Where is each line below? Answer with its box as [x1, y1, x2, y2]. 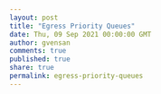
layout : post [9, 13, 59, 22]
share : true [9, 64, 54, 73]
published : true [9, 55, 71, 64]
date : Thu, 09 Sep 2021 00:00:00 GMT [9, 30, 152, 38]
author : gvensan [9, 38, 71, 47]
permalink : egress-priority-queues [9, 72, 144, 81]
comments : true [9, 47, 67, 56]
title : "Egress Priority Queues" [9, 21, 136, 30]
